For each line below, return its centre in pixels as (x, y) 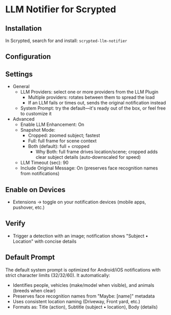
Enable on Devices (35, 190)
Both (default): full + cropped (59, 146)
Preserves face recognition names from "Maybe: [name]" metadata (84, 296)
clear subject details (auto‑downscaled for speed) (88, 157)
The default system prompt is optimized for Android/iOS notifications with (83, 269)
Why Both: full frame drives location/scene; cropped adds (97, 152)
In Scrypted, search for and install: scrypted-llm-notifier (66, 40)
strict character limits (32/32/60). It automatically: (58, 275)
